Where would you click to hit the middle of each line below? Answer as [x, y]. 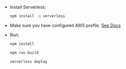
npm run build [24, 53]
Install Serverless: [28, 7]
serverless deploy [28, 61]
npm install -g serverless [37, 16]
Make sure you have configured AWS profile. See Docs [65, 25]
